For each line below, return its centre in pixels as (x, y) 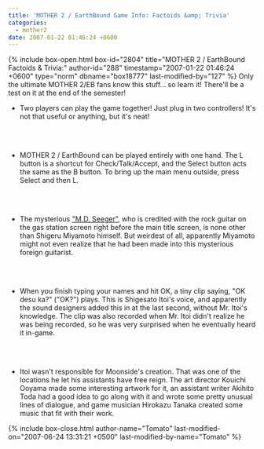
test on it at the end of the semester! (67, 93)
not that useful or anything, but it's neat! (84, 117)
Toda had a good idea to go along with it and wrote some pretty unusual (136, 396)
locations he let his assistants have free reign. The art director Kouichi (132, 380)
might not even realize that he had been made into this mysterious (126, 244)
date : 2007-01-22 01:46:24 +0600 (63, 37)
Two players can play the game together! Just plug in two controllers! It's (137, 108)
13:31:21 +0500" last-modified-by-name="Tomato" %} (154, 437)
